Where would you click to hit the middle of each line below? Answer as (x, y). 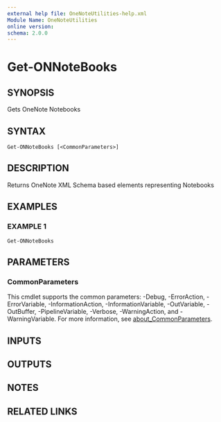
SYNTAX (27, 131)
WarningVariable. (32, 319)
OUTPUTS (29, 364)
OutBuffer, (22, 312)
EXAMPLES (32, 207)
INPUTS (24, 341)
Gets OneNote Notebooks (44, 109)
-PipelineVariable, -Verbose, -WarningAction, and (108, 312)
